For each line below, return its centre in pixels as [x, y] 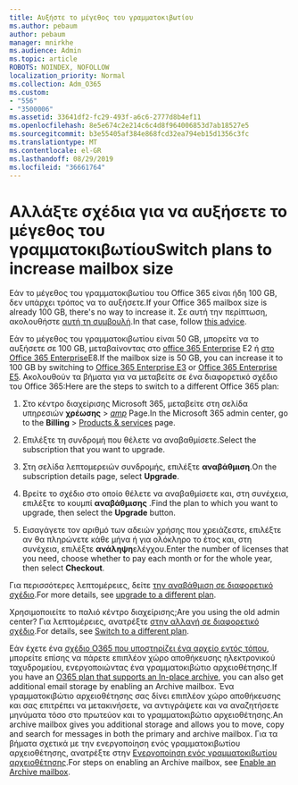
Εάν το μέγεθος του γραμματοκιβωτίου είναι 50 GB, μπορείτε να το [134, 339]
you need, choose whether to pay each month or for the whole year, [147, 559]
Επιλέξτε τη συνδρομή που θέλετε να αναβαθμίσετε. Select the [139, 440]
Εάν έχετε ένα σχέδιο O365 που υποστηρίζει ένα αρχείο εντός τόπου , [139, 648]
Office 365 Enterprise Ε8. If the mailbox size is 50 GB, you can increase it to [146, 358]
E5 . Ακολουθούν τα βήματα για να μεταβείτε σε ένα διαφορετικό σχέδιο [144, 377]
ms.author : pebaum [43, 26]
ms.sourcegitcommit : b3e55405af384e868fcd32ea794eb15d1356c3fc [129, 134]
